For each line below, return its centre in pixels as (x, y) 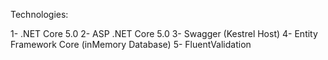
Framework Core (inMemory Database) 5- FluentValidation (131, 44)
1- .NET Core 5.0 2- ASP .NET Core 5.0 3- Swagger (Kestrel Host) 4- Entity (164, 33)
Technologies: (39, 14)
